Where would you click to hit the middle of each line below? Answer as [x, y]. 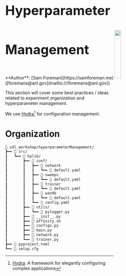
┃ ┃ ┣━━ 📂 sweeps [32, 175]
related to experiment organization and [45, 98]
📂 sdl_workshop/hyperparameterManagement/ [50, 147]
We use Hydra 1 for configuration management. [53, 113]
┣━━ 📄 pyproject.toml [28, 244]
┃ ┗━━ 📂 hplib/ [23, 156]
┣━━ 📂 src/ [16, 152]
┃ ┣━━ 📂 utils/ [28, 207]
